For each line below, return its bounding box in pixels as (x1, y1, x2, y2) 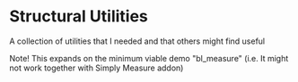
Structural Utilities (9, 6, 148, 27)
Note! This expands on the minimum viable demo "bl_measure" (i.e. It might (9, 53, 289, 63)
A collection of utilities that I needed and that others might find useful (9, 36, 266, 46)
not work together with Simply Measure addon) (9, 62, 184, 73)
